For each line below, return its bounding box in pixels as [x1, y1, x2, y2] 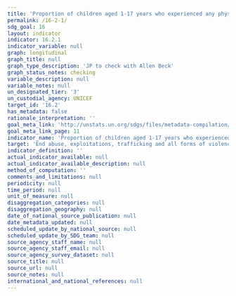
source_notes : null [7, 271, 65, 278]
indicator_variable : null [7, 43, 83, 50]
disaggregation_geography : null [7, 206, 102, 213]
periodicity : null [7, 180, 61, 187]
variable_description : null [7, 75, 90, 83]
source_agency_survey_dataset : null [7, 252, 114, 259]
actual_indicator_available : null [7, 154, 109, 161]
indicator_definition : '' [7, 147, 83, 154]
